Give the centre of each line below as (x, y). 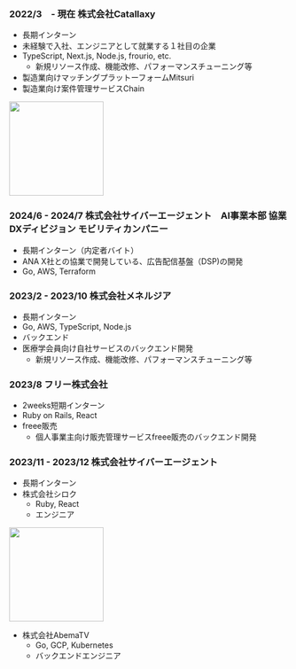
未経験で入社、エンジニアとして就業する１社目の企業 (119, 46)
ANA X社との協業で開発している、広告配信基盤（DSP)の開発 (132, 261)
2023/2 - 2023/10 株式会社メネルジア (90, 296)
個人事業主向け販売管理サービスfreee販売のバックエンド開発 (146, 437)
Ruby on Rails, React (59, 416)
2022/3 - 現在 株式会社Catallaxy (82, 13)
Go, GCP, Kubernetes (74, 645)
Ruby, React (57, 504)
